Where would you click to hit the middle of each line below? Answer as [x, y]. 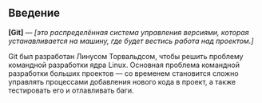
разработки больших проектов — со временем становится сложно [123, 73]
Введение [34, 13]
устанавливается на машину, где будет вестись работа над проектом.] [131, 41]
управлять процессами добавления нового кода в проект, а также [122, 81]
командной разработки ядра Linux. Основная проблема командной [124, 65]
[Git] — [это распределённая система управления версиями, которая [129, 32]
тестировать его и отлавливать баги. [71, 90]
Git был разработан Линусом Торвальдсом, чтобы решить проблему [126, 56]
